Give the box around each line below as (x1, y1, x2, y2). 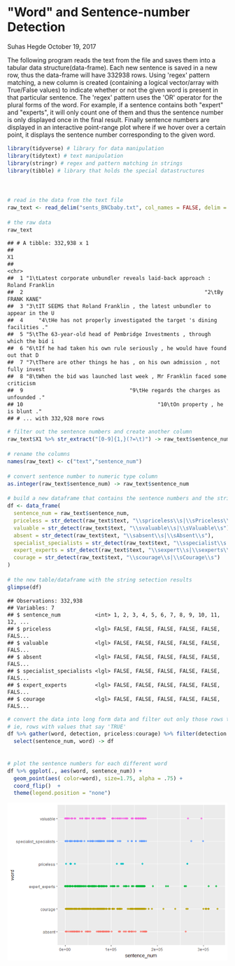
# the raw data (7, 219, 52, 226)
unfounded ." (7, 394, 45, 401)
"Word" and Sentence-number (7, 4, 190, 20)
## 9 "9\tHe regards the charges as (7, 387, 220, 394)
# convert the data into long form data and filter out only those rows (7, 716, 224, 723)
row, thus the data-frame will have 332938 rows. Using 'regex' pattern (7, 71, 211, 79)
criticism (7, 380, 36, 387)
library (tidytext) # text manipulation (7, 152, 124, 159)
